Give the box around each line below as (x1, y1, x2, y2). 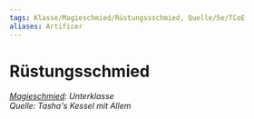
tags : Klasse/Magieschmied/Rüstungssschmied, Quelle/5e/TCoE (9, 13, 246, 23)
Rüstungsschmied (9, 61, 151, 82)
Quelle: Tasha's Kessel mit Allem (9, 101, 132, 112)
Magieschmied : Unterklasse (9, 91, 115, 102)
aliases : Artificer (9, 22, 83, 31)
